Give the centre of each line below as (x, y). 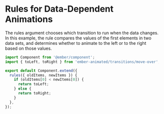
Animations (29, 19)
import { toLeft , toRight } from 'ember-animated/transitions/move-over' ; (83, 62)
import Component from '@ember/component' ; (50, 57)
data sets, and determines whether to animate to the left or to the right (76, 43)
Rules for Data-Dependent (59, 9)
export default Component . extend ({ (41, 71)
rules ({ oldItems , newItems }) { (43, 75)
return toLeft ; (33, 84)
